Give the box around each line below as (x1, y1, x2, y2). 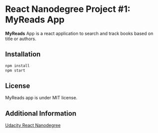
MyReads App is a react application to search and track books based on (5, 30, 154, 36)
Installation (5, 50, 41, 59)
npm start (5, 68, 26, 73)
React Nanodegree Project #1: (5, 3, 131, 15)
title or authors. (5, 36, 36, 42)
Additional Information (5, 109, 77, 118)
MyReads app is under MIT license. (5, 95, 78, 101)
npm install (5, 63, 30, 68)
